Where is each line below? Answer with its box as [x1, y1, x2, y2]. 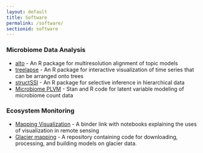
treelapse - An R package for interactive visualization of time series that [15, 66, 195, 73]
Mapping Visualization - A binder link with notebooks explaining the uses [15, 120, 197, 128]
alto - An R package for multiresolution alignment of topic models [15, 59, 178, 67]
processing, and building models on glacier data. [15, 140, 138, 147]
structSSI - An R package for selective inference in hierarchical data [15, 79, 185, 86]
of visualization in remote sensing [15, 126, 99, 134]
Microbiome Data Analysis [6, 46, 86, 54]
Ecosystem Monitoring [6, 106, 75, 115]
